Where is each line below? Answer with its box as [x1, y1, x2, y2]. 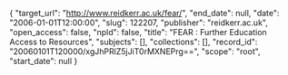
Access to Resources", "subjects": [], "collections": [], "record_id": [9, 36, 258, 47]
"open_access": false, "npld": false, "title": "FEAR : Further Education [9, 27, 268, 37]
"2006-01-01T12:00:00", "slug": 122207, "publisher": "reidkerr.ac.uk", [9, 17, 268, 28]
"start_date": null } [9, 56, 78, 66]
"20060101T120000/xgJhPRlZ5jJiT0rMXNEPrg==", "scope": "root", [9, 46, 261, 57]
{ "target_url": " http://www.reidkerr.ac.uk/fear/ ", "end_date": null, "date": [9, 8, 280, 18]
